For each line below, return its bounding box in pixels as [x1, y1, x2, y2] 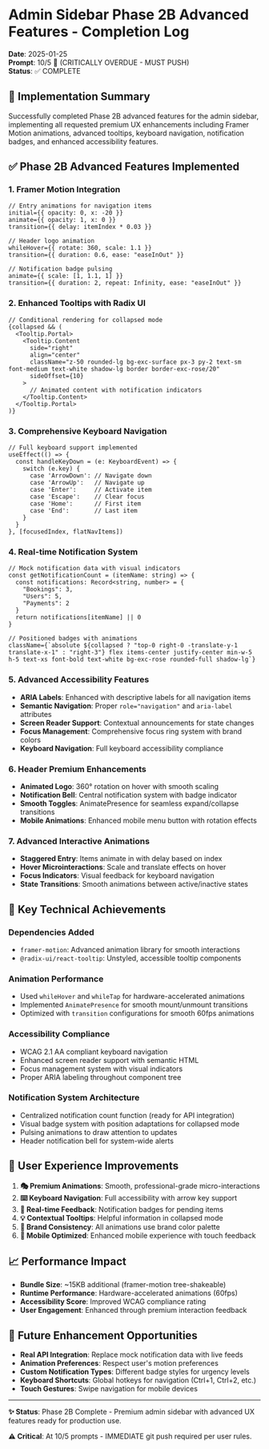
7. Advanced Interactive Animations [8, 835, 151, 847]
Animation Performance [8, 973, 104, 984]
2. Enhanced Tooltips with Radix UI [8, 298, 147, 309]
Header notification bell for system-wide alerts [19, 1136, 175, 1145]
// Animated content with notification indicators [29, 386, 203, 394]
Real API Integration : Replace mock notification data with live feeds [19, 1350, 243, 1359]
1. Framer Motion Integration [8, 184, 121, 195]
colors [19, 735, 42, 744]
